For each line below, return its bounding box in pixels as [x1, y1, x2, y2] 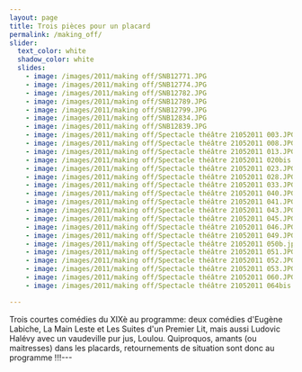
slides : [17, 64, 47, 73]
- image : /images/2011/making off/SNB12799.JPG [25, 105, 207, 114]
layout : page [9, 13, 58, 23]
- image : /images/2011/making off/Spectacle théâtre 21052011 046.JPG [25, 222, 296, 231]
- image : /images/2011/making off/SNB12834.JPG [25, 113, 207, 122]
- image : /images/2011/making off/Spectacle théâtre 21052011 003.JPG [25, 131, 296, 140]
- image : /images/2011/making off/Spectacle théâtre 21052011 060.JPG [25, 273, 296, 282]
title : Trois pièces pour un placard [9, 22, 151, 31]
